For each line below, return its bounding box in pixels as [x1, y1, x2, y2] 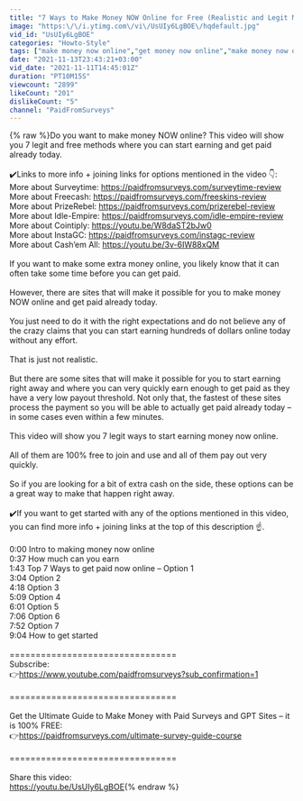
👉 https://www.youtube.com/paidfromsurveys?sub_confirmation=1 [9, 669, 259, 680]
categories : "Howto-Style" [9, 38, 111, 48]
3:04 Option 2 [9, 573, 61, 584]
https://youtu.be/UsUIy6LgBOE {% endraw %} [9, 781, 179, 793]
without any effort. [9, 335, 78, 346]
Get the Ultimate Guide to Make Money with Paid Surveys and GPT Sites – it [9, 711, 290, 722]
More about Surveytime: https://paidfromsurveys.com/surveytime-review [9, 182, 282, 193]
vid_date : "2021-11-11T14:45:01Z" [9, 64, 140, 73]
